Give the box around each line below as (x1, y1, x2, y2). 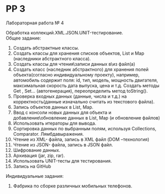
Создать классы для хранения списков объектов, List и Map (13, 50, 144, 56)
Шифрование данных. (13, 147, 60, 153)
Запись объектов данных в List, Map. (13, 104, 93, 110)
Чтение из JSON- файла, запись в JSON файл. (13, 141, 113, 147)
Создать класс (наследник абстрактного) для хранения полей (13, 66, 149, 72)
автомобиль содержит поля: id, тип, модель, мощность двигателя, (13, 77, 158, 83)
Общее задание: (6, 35, 41, 41)
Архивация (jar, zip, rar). (13, 152, 65, 159)
